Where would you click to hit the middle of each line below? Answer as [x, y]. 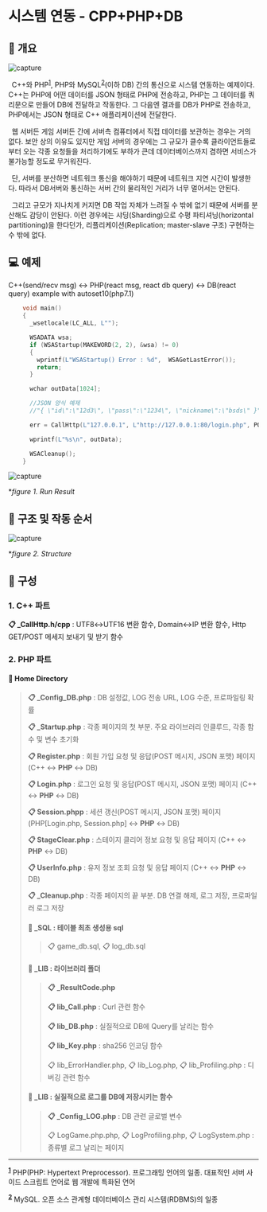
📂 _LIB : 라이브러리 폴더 [64, 968]
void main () [42, 308]
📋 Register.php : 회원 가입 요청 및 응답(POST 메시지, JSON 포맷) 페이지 [141, 756]
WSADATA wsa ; [51, 338]
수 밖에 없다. [27, 235]
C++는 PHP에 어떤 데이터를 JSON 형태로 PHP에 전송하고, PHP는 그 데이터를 [127, 94]
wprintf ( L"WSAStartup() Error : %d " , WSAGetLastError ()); [137, 360]
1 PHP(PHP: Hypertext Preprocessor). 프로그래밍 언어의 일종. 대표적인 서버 [126, 1171]
